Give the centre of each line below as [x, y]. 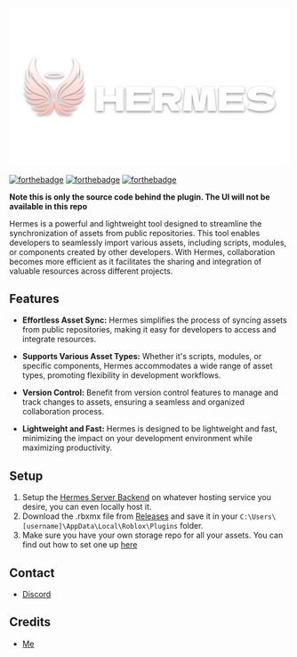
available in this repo [48, 206]
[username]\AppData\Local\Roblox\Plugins [100, 527]
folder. [191, 526]
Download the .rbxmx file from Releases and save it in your [130, 516]
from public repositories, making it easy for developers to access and [149, 330]
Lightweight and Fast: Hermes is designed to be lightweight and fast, [150, 429]
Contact [32, 573]
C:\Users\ [258, 517]
